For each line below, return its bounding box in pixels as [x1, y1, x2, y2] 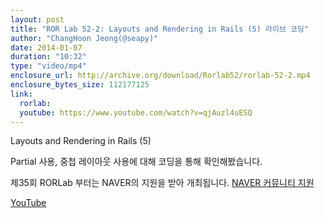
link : [10, 89, 33, 99]
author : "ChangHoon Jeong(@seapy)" [10, 33, 159, 43]
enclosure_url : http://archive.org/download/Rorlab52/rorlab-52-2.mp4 [10, 71, 311, 81]
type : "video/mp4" [10, 61, 87, 71]
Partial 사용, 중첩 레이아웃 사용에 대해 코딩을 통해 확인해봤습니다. [10, 156, 263, 168]
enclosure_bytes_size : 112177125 [10, 80, 150, 90]
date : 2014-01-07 [10, 42, 83, 53]
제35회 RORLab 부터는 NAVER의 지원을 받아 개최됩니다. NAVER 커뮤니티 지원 [10, 177, 315, 189]
